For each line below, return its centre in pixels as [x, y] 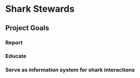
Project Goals [27, 28]
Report [14, 43]
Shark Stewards [40, 9]
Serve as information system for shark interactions [70, 70]
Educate [16, 56]
